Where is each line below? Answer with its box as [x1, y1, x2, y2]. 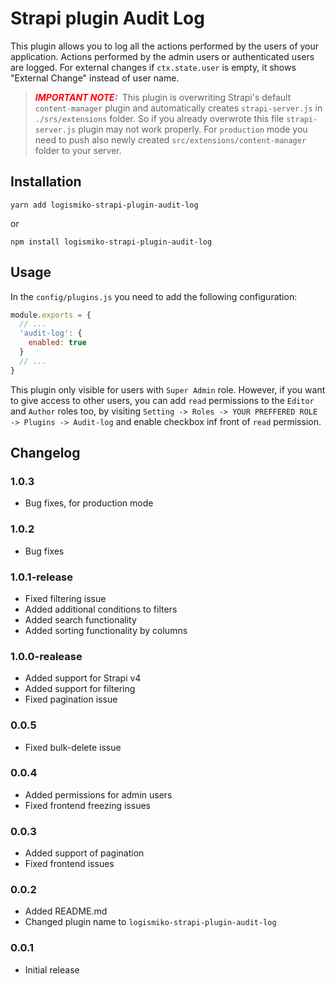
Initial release [24, 963, 80, 976]
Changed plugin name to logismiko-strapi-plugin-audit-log [24, 916, 277, 928]
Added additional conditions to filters [24, 603, 178, 615]
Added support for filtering [24, 683, 136, 695]
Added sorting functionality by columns [24, 624, 188, 636]
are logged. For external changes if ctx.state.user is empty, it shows [10, 61, 297, 73]
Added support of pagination [24, 847, 145, 859]
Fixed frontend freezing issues [24, 799, 151, 811]
